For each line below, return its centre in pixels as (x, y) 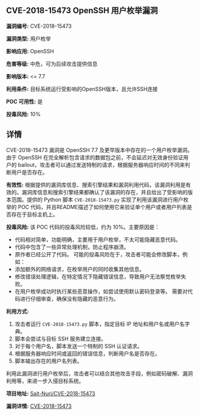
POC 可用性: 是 (25, 101)
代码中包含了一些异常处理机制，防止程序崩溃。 (72, 247)
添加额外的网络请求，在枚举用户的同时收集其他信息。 (80, 269)
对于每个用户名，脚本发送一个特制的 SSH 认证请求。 (79, 346)
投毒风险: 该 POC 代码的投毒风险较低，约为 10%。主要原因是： (83, 227)
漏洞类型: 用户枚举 (29, 38)
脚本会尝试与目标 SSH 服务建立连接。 (60, 339)
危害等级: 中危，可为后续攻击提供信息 (52, 63)
